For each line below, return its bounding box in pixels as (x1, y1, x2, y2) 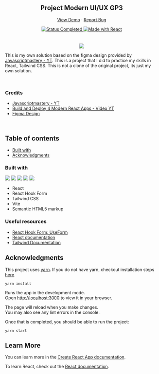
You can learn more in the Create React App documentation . (5, 354, 126, 360)
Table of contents (5, 134, 59, 142)
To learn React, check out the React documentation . (5, 364, 109, 370)
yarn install (5, 281, 32, 286)
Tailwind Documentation (12, 239, 61, 245)
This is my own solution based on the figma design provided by (5, 52, 132, 58)
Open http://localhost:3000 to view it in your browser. (5, 295, 113, 301)
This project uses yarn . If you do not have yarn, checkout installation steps (5, 267, 155, 272)
